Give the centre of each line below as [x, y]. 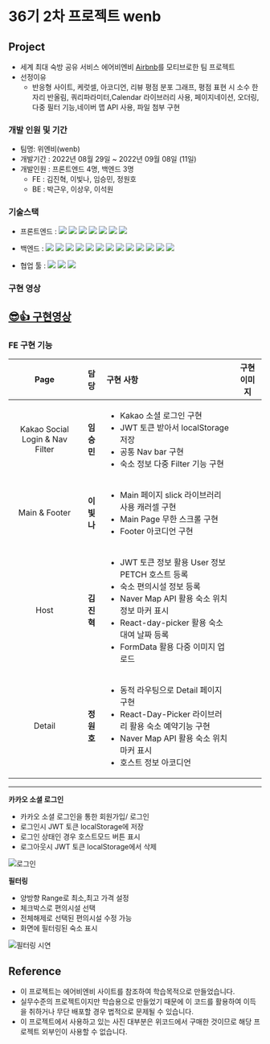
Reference [35, 971]
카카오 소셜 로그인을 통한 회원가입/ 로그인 [85, 816]
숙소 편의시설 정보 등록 [160, 586]
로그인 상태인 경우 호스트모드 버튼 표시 [80, 836]
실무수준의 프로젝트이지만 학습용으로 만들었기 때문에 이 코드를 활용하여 [131, 1001]
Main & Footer [44, 513]
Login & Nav [45, 439]
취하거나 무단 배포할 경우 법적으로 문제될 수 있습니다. [111, 1012]
